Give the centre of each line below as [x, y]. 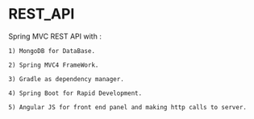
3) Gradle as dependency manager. [67, 79]
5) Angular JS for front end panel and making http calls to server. [128, 107]
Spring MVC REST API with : [55, 36]
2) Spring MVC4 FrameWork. [54, 65]
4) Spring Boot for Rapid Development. [75, 93]
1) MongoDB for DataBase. [52, 51]
